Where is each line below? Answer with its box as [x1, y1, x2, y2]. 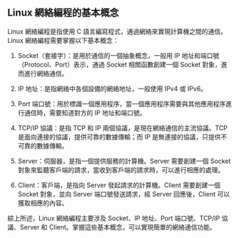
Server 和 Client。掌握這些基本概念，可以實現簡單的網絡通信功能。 [19, 222, 216, 231]
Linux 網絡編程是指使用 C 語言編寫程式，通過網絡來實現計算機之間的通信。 [7, 27, 227, 36]
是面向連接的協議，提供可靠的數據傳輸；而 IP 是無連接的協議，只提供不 [17, 132, 228, 141]
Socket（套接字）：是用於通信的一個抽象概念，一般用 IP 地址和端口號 [17, 51, 220, 59]
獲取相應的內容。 [17, 199, 68, 207]
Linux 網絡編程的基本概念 [7, 6, 119, 19]
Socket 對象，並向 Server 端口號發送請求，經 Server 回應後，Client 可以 [17, 189, 230, 198]
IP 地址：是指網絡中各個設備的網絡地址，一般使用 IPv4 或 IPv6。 [17, 84, 208, 93]
